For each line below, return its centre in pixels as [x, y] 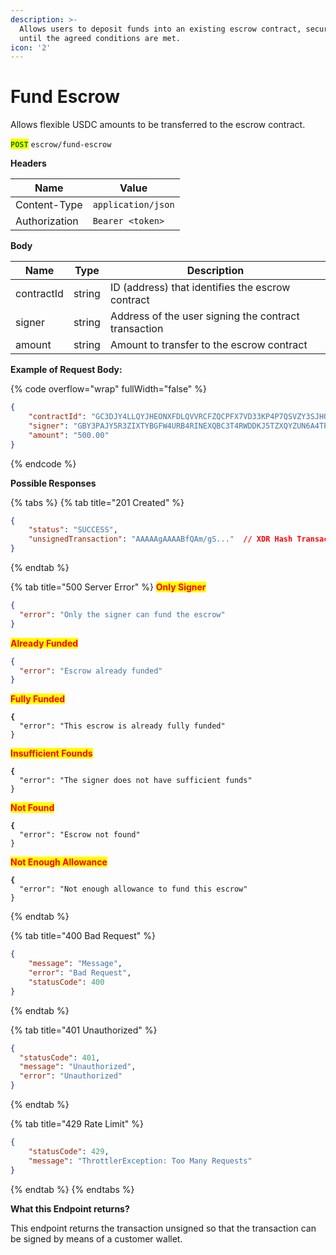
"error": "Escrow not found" [80, 835]
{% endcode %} [43, 463]
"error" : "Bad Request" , [80, 973]
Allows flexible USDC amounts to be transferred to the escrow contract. [158, 125]
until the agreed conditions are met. [100, 38]
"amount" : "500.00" [69, 435]
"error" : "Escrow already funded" [91, 671]
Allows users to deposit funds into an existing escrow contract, [160, 29]
